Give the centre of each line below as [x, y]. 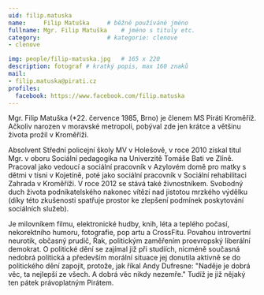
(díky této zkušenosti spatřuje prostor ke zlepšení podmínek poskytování [126, 200]
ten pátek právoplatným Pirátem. [61, 283]
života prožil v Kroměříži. [48, 135]
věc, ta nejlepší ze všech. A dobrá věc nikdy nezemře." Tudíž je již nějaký [127, 274]
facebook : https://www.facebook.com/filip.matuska [100, 95]
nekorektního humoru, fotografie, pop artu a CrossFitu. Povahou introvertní [129, 233]
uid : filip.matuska [40, 15]
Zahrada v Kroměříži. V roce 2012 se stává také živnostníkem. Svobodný [126, 184]
